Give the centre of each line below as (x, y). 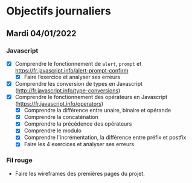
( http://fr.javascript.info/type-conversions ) (68, 91)
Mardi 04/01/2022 (41, 34)
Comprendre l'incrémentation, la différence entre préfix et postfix (105, 138)
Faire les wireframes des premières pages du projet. (80, 173)
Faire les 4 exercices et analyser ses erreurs (79, 144)
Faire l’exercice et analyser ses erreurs (72, 77)
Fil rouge (19, 160)
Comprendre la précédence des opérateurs (78, 124)
